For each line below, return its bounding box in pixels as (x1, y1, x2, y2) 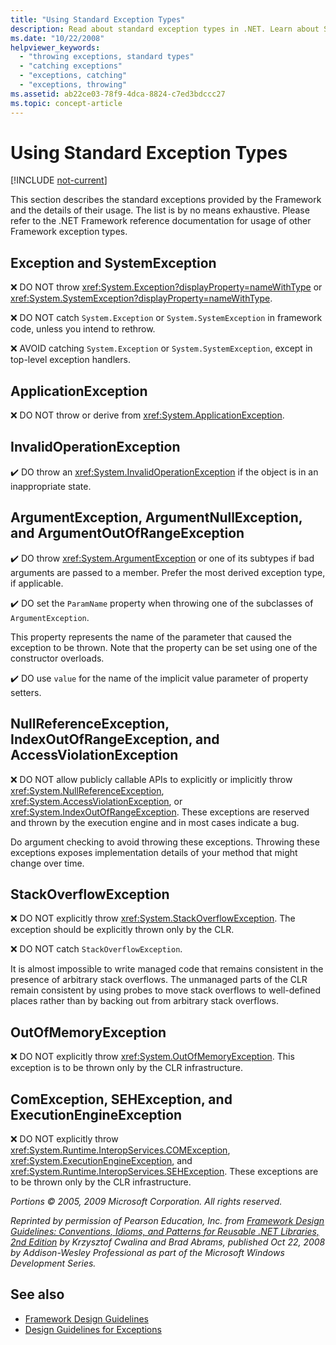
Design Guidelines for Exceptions (24, 1323, 162, 1335)
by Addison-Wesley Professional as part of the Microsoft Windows (10, 1246, 285, 1258)
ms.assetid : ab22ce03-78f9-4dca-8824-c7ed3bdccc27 (10, 89, 226, 99)
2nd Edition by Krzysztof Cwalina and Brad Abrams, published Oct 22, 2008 (10, 1236, 326, 1248)
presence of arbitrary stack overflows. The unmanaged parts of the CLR (10, 974, 308, 986)
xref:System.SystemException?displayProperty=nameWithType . (10, 292, 273, 305)
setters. (10, 686, 42, 698)
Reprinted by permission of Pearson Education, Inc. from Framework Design (10, 1214, 325, 1226)
